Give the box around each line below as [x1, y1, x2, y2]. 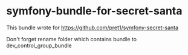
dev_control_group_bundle [6, 42, 73, 49]
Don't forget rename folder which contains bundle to [6, 35, 137, 42]
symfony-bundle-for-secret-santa [6, 4, 183, 18]
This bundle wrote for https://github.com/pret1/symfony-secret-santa [6, 24, 179, 31]
